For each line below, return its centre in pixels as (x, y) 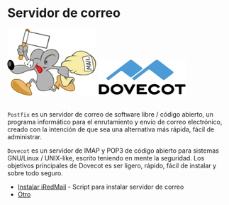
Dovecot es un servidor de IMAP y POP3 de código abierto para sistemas (113, 151)
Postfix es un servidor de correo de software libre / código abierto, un (111, 114)
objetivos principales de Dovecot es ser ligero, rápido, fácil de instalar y (112, 165)
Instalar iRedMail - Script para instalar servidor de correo (101, 187)
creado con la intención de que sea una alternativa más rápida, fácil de (111, 129)
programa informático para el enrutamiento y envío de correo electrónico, (115, 122)
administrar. (25, 136)
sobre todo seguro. (35, 173)
